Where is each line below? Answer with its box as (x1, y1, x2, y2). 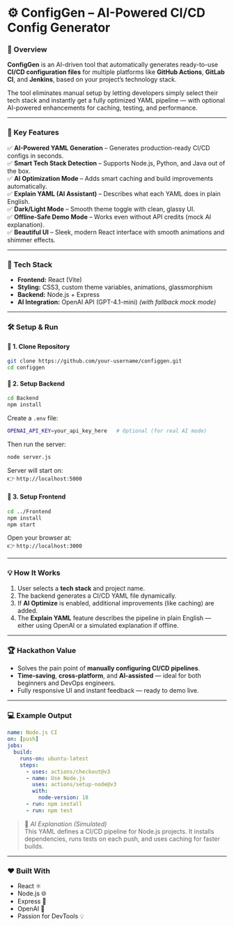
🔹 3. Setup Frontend (7, 492, 66, 501)
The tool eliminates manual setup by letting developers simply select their (7, 89, 218, 97)
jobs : (7, 742, 23, 749)
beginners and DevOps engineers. (17, 679, 116, 687)
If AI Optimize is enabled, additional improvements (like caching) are (17, 598, 214, 607)
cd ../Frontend (7, 508, 52, 515)
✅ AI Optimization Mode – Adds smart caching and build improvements (7, 174, 214, 182)
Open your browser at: (7, 534, 72, 542)
